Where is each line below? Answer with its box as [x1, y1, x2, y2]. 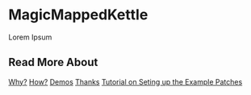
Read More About [8, 56, 98, 69]
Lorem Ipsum [8, 32, 52, 42]
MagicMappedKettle [8, 6, 149, 24]
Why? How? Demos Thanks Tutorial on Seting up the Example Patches [8, 76, 243, 86]
